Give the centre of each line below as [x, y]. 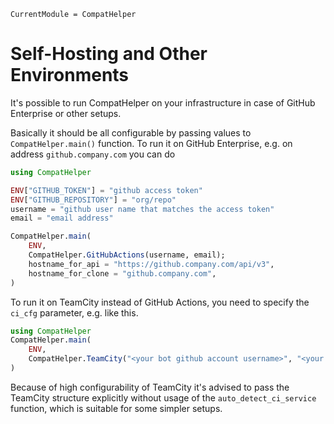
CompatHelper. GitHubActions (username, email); [127, 255]
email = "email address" [62, 218]
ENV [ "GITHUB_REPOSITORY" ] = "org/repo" [93, 200]
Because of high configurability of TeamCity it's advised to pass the [150, 387]
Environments [70, 75]
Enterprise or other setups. [66, 113]
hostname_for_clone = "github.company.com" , [122, 273]
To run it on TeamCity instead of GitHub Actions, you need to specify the [160, 302]
